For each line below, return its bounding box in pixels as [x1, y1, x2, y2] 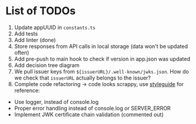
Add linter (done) [14, 36, 56, 43]
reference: [14, 87, 40, 94]
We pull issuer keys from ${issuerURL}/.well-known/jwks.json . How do [14, 68, 189, 75]
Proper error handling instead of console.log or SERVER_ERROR [14, 104, 171, 112]
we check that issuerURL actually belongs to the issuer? [14, 74, 151, 81]
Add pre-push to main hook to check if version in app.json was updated [14, 55, 191, 62]
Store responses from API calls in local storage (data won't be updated [14, 43, 188, 50]
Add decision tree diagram [14, 61, 80, 69]
